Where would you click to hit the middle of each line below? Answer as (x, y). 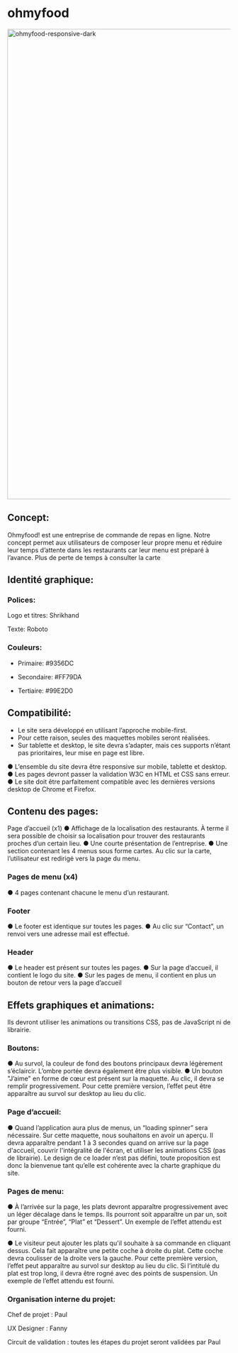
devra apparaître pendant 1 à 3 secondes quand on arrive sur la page (108, 1143)
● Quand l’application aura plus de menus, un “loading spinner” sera (108, 1127)
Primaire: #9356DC (46, 663)
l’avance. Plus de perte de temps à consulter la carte (84, 557)
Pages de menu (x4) (42, 877)
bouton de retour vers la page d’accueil (64, 983)
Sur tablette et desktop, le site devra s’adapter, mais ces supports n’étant (124, 745)
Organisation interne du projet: (61, 1299)
